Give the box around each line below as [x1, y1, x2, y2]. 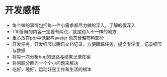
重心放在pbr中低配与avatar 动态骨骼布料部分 [12, 35, 104, 41]
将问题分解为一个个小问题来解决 [12, 60, 78, 66]
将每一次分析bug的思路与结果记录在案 [12, 53, 91, 59]
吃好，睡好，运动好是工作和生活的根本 [12, 66, 92, 72]
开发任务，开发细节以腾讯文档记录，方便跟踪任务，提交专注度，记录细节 [12, 41, 162, 47]
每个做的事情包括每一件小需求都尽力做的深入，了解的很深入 [12, 22, 136, 28]
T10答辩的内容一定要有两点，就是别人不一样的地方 [12, 28, 117, 34]
